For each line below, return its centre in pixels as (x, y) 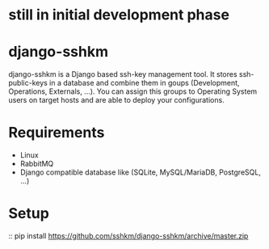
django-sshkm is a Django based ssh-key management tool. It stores (123, 74)
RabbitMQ (37, 164)
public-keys (28, 83)
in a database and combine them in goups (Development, (145, 83)
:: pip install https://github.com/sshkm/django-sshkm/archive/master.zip (128, 236)
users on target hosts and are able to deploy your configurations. (116, 100)
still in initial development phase (119, 15)
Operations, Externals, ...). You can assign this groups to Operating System (133, 91)
